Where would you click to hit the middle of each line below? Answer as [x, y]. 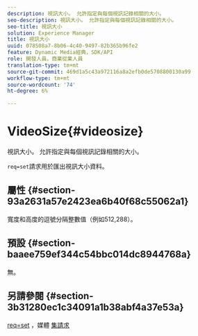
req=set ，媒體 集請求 [39, 325]
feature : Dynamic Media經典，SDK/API [60, 53]
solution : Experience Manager [51, 33]
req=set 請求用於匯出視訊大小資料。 [58, 167]
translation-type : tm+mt [43, 65]
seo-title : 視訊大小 [35, 26]
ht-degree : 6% [28, 91]
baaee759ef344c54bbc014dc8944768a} [99, 254]
